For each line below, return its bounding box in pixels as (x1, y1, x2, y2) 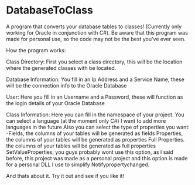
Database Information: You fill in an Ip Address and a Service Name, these (6, 76, 184, 83)
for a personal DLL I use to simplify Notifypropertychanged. (6, 161, 150, 168)
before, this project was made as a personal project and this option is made (6, 154, 188, 162)
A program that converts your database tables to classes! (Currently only (6, 23, 182, 30)
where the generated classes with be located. (6, 64, 117, 71)
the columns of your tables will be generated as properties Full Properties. (6, 136, 185, 143)
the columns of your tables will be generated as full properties (6, 142, 156, 149)
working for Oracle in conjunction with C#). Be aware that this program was (6, 29, 189, 36)
